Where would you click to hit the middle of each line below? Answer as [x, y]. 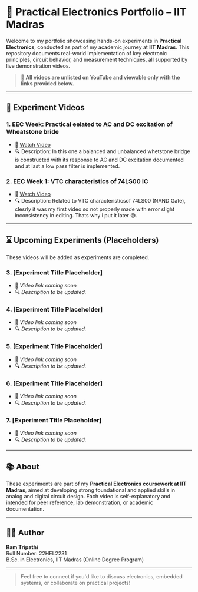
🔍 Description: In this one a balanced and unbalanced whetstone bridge [102, 151]
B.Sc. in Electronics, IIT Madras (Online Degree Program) [75, 560]
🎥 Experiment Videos [45, 108]
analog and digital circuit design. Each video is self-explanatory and [88, 497]
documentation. [25, 509]
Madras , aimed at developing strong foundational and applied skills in [91, 490]
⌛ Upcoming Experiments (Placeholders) [82, 240]
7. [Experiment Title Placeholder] [54, 420]
